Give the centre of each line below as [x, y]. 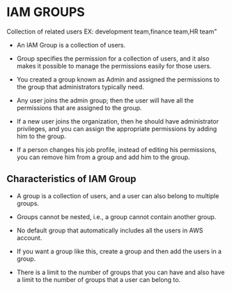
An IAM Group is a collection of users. [71, 45]
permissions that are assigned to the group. [79, 107]
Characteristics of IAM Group [71, 179]
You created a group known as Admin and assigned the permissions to [118, 79]
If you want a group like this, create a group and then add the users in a [119, 251]
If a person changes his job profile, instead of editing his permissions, [117, 149]
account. [29, 237]
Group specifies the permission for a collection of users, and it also [113, 58]
